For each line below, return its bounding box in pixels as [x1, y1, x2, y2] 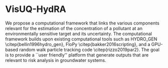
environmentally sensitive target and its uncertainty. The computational [5, 30, 152, 36]
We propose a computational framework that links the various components [5, 20, 159, 26]
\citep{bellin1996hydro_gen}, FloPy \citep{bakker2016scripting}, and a [5, 41, 150, 47]
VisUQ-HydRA [5, 3, 67, 15]
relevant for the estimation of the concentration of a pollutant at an [5, 25, 143, 31]
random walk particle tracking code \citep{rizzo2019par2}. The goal [19, 46, 159, 52]
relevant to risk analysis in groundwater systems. [5, 57, 106, 63]
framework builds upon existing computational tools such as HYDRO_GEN [5, 36, 157, 42]
